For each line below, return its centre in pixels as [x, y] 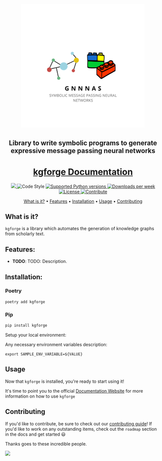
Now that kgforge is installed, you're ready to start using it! [65, 381]
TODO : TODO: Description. [40, 261]
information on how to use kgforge [40, 396]
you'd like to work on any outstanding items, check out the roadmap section [81, 429]
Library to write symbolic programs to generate [83, 143]
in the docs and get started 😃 [35, 434]
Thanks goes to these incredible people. [46, 444]
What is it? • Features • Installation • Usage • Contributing [83, 201]
